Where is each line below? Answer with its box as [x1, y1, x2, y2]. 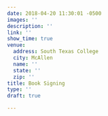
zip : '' [13, 73, 35, 81]
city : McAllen [13, 55, 53, 61]
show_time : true [7, 35, 53, 42]
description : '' [7, 23, 53, 29]
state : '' [13, 67, 41, 74]
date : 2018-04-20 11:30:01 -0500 [7, 10, 102, 17]
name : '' [13, 61, 38, 68]
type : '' [7, 86, 32, 93]
